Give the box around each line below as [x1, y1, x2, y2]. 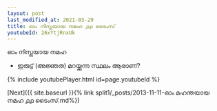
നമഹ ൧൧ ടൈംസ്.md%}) [7, 97, 80, 105]
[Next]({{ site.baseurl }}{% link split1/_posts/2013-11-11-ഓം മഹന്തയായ [7, 88, 210, 97]
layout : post [7, 10, 45, 17]
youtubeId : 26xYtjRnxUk [7, 29, 76, 36]
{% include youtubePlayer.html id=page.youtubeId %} [7, 75, 161, 84]
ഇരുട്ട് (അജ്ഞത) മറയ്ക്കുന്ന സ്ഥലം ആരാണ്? [17, 62, 141, 70]
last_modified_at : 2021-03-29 [7, 16, 94, 23]
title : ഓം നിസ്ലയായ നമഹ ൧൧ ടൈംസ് [7, 23, 116, 29]
